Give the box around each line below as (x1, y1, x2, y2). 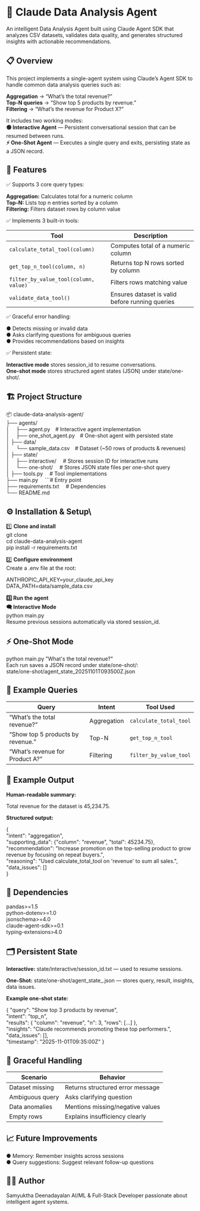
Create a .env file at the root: (6, 564, 76, 572)
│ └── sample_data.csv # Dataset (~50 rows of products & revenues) (6, 445, 186, 452)
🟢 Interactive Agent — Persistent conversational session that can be (6, 124, 176, 131)
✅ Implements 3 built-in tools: (6, 217, 79, 224)
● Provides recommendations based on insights (6, 337, 125, 345)
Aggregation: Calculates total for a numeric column (6, 192, 133, 199)
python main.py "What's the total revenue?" (6, 655, 114, 662)
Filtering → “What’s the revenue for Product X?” (6, 105, 124, 112)
